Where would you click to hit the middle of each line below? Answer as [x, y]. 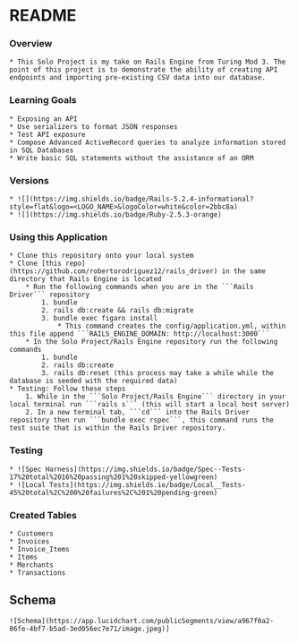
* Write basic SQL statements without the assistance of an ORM [132, 158]
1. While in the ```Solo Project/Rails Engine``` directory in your [156, 397]
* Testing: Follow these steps [68, 389]
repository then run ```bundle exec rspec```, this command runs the [142, 420]
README [43, 16]
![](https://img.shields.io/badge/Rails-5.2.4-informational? [136, 199]
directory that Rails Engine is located [86, 279]
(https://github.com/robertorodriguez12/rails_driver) [114, 271]
